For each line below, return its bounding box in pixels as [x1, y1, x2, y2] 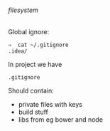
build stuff [18, 108, 49, 117]
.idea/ [8, 48, 28, 55]
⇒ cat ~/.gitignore [8, 41, 70, 49]
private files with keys [18, 100, 82, 109]
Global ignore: [8, 28, 50, 36]
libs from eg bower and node [18, 115, 104, 124]
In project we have [8, 61, 62, 69]
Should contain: [8, 86, 54, 95]
